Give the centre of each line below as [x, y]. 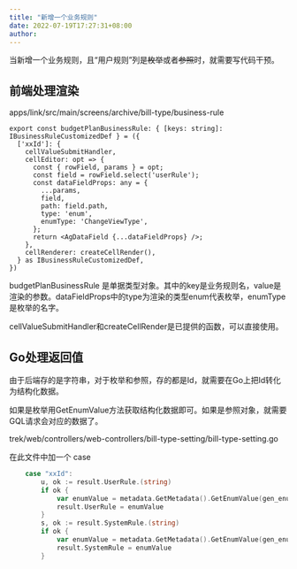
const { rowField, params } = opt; [98, 168]
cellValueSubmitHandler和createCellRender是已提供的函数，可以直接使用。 [146, 327]
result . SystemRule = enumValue [114, 548]
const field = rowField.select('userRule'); [116, 175]
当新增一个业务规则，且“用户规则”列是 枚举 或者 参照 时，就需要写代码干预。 [145, 60]
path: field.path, [75, 206]
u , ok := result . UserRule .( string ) [107, 482]
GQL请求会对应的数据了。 [56, 421]
